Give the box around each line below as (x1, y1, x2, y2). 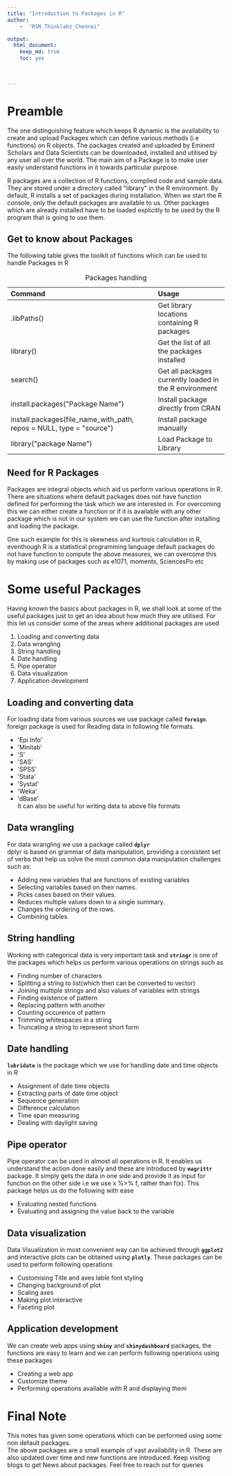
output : (7, 35, 30, 42)
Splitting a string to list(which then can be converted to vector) (17, 979, 195, 987)
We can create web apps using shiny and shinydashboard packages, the (7, 1341, 212, 1349)
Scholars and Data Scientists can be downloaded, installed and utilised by (7, 148, 217, 156)
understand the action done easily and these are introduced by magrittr (7, 1164, 213, 1173)
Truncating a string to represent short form (17, 1022, 139, 1031)
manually (157, 423, 188, 433)
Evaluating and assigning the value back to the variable (17, 1207, 175, 1215)
